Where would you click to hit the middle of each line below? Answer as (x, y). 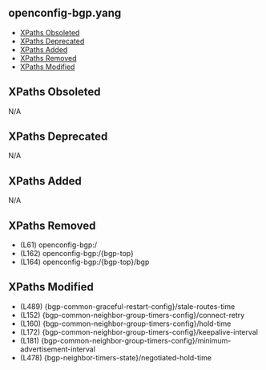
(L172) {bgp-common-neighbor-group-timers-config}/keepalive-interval (139, 331)
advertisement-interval (58, 349)
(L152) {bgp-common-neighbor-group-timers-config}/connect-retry (132, 315)
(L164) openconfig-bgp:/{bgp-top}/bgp (85, 262)
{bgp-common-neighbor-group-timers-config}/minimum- (136, 340)
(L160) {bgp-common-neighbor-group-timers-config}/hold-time (125, 323)
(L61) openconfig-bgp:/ (58, 245)
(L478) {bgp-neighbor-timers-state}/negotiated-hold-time (116, 357)
